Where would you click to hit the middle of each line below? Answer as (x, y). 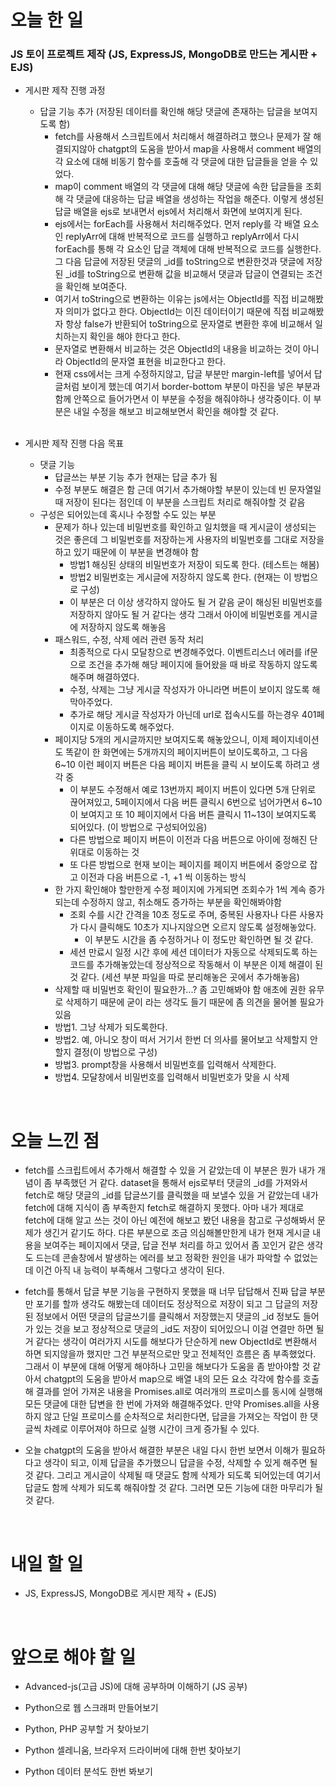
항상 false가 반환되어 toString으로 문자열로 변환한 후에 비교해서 (189, 324)
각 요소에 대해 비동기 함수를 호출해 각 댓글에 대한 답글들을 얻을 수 (181, 162)
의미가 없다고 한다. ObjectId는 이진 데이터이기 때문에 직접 (177, 312)
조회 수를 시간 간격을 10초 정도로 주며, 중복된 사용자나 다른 (183, 915)
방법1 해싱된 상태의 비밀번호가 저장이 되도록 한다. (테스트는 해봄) (194, 565)
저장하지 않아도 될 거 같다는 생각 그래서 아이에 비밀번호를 (180, 615)
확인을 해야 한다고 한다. (135, 337)
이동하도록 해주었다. (135, 727)
